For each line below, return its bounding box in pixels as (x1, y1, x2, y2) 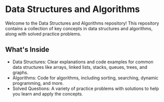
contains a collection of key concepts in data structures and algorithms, (5, 25, 153, 31)
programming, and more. (12, 80, 64, 86)
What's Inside (5, 45, 49, 54)
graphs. (12, 69, 28, 75)
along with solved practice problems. (5, 31, 81, 37)
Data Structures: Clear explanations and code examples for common (12, 59, 153, 65)
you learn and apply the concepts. (12, 90, 83, 96)
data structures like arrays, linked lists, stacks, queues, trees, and (12, 64, 147, 70)
